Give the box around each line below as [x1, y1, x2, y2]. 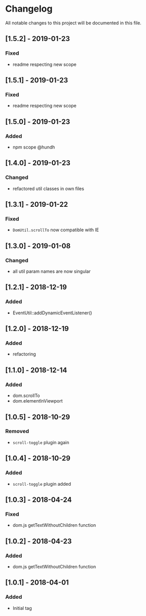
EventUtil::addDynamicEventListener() [12, 310, 92, 316]
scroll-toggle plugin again [12, 439, 69, 445]
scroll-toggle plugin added [12, 481, 71, 487]
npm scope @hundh [12, 144, 55, 150]
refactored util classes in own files [12, 186, 85, 192]
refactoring [12, 351, 36, 357]
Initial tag [12, 605, 32, 611]
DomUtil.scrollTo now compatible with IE [12, 227, 99, 233]
